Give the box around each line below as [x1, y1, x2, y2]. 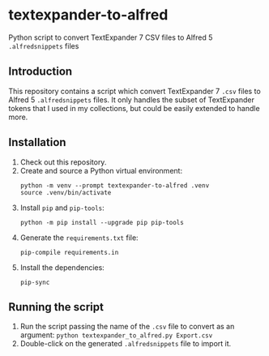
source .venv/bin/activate [19, 188, 112, 196]
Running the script [8, 300, 104, 314]
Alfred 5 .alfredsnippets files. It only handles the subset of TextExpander [8, 95, 255, 105]
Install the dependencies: [19, 262, 105, 272]
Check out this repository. [19, 157, 107, 167]
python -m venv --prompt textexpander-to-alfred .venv [19, 181, 210, 190]
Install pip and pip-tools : [19, 203, 105, 212]
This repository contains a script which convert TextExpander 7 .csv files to [8, 86, 261, 96]
